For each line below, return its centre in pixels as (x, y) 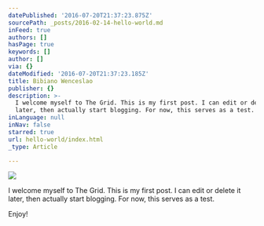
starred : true (31, 132)
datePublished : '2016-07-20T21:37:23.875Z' (81, 15)
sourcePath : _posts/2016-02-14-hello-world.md (86, 23)
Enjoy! (18, 214)
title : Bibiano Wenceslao (50, 81)
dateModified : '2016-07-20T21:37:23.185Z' (79, 74)
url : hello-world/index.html (56, 139)
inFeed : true (29, 30)
